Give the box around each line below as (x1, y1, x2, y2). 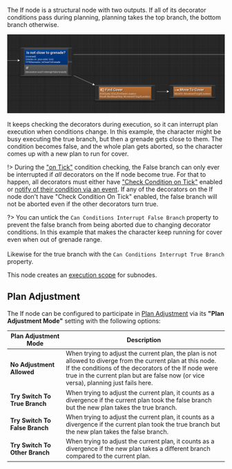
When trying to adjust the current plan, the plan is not (65, 349, 217, 357)
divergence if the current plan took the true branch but (65, 420, 221, 428)
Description (126, 335, 162, 344)
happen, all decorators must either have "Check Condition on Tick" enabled (7, 177, 223, 186)
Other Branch (10, 448, 50, 457)
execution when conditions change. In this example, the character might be (7, 127, 222, 136)
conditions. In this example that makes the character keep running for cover (7, 228, 223, 236)
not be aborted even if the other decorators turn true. (7, 200, 159, 208)
